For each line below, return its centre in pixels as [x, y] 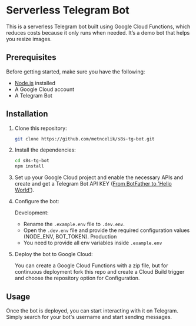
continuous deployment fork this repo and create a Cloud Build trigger [99, 272]
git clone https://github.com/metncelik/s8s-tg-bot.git [84, 139]
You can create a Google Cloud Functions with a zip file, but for [91, 265]
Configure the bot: [37, 201]
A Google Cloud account [44, 89]
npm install [29, 166]
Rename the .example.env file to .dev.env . [74, 224]
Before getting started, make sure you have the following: [76, 72]
